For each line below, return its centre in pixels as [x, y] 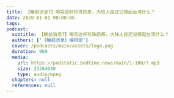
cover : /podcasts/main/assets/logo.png [63, 46]
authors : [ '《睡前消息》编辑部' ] [50, 40]
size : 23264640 [37, 68]
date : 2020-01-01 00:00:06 [41, 18]
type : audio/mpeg [39, 74]
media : [20, 57]
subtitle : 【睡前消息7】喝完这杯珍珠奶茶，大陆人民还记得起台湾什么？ [91, 35]
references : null [34, 86]
